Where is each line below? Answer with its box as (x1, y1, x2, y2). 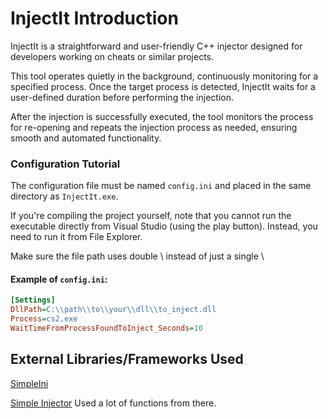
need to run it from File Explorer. (10, 231, 143, 243)
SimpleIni (10, 377, 49, 389)
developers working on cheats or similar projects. (10, 50, 215, 62)
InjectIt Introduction (10, 7, 179, 30)
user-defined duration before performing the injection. (10, 91, 234, 103)
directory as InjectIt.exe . (10, 190, 119, 202)
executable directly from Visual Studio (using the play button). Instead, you (10, 220, 318, 232)
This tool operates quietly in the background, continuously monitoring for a (10, 70, 319, 82)
